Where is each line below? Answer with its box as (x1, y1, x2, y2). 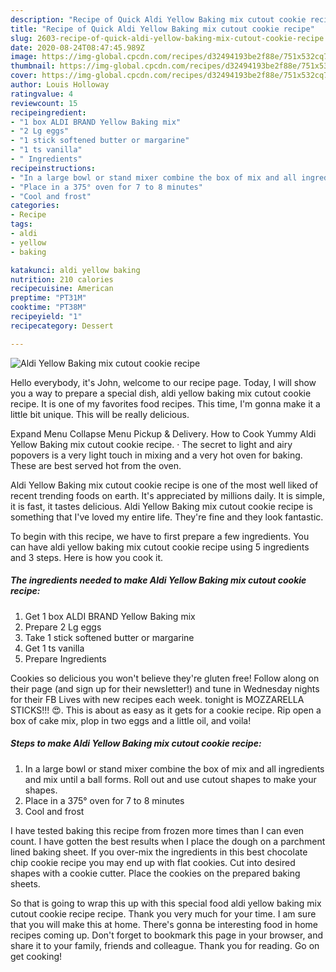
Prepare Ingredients (24, 652, 107, 665)
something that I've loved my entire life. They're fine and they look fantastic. (10, 511, 324, 523)
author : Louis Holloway (10, 80, 110, 90)
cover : (10, 71, 38, 81)
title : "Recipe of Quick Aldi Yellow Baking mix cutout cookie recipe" (10, 24, 315, 34)
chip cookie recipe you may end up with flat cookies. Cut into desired (10, 856, 296, 868)
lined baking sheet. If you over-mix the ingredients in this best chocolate (10, 846, 308, 858)
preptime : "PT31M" (10, 293, 87, 303)
